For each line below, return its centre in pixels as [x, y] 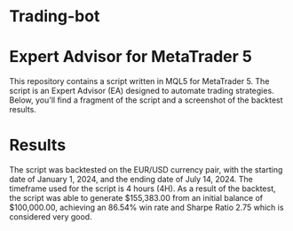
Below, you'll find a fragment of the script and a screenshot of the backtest [146, 100]
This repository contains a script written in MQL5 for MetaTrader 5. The [139, 81]
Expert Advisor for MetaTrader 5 [131, 57]
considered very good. [51, 217]
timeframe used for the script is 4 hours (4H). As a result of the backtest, [143, 189]
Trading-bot [55, 16]
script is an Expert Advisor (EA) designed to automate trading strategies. [142, 91]
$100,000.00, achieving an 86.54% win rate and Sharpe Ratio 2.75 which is [146, 208]
